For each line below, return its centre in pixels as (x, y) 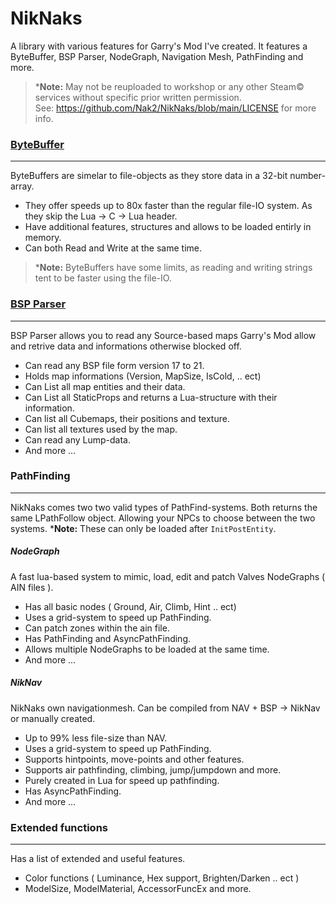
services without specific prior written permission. (138, 97)
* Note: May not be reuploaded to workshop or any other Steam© (169, 86)
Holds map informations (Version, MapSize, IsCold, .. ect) (143, 376)
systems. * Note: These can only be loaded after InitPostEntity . (143, 528)
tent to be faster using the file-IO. (103, 278)
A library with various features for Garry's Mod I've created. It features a (159, 46)
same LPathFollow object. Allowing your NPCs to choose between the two (163, 518)
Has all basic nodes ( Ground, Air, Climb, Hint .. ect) (130, 606)
